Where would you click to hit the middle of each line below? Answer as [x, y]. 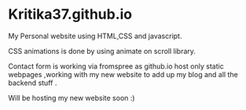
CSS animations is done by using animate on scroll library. [102, 51]
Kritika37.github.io [70, 14]
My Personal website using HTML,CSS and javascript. [95, 36]
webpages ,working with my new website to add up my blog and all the [123, 74]
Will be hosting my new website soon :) [72, 98]
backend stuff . [33, 83]
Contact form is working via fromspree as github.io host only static [116, 66]
